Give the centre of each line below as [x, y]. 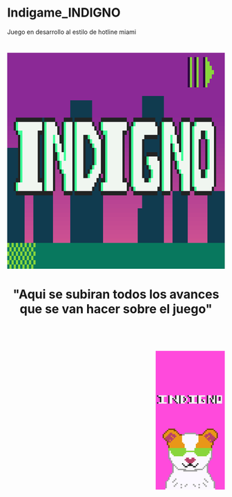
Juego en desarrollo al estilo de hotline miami [72, 32]
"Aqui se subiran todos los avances [116, 294]
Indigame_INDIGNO [64, 13]
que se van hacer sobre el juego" [116, 309]
